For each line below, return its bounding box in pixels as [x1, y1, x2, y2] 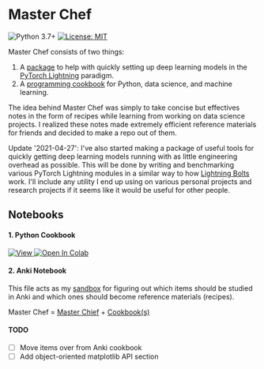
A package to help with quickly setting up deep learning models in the [19, 62, 247, 72]
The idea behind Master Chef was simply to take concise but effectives [8, 103, 240, 112]
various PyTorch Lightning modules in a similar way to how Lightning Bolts [8, 168, 250, 178]
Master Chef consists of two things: [8, 47, 125, 56]
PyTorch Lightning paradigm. [19, 70, 115, 80]
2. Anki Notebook [8, 266, 67, 276]
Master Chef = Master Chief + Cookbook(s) [8, 307, 150, 317]
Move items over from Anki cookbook [19, 342, 142, 352]
